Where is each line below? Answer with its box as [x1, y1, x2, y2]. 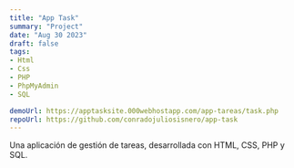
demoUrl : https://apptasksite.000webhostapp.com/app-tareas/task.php [9, 106, 279, 115]
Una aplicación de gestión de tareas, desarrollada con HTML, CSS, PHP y [9, 140, 285, 151]
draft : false [9, 38, 59, 48]
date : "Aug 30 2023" [9, 30, 88, 39]
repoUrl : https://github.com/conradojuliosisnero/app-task [9, 115, 238, 124]
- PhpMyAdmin [9, 81, 59, 90]
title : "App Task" [9, 13, 79, 23]
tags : [9, 47, 30, 57]
